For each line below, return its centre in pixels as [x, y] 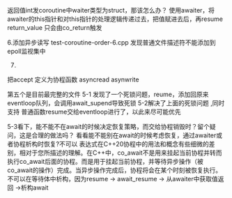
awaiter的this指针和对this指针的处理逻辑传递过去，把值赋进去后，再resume [115, 19]
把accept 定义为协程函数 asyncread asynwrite [73, 79]
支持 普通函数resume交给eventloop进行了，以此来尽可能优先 [94, 112]
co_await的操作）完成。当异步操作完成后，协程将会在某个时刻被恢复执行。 [114, 170]
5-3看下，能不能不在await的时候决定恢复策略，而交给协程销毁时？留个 [109, 127]
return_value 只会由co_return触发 [55, 28]
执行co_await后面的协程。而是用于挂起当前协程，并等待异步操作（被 [105, 161]
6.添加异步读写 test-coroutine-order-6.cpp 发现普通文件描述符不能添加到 [111, 43]
